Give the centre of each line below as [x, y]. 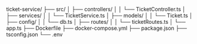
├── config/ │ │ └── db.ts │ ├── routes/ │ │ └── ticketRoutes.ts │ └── [96, 22]
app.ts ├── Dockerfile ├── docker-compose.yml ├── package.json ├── [96, 28]
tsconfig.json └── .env [34, 34]
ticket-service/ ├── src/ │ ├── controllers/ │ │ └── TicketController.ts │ [96, 9]
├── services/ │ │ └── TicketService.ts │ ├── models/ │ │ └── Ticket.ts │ [99, 15]
